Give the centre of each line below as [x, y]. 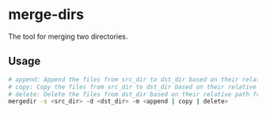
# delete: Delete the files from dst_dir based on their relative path [129, 94]
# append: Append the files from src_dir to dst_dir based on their [123, 79]
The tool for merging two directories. [68, 36]
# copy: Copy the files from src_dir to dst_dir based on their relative [133, 87]
